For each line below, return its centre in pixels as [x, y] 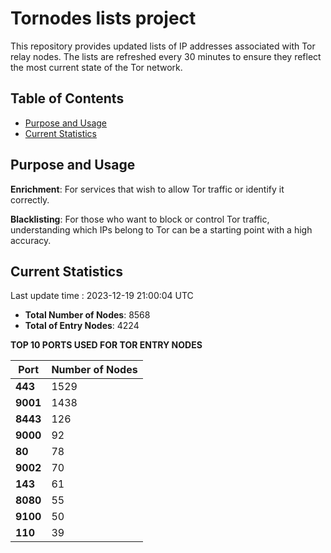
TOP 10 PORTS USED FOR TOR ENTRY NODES [106, 345]
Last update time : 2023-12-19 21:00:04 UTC [102, 296]
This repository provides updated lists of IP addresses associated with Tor [163, 46]
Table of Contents [67, 98]
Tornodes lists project [103, 18]
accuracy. [31, 240]
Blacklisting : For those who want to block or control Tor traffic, [140, 219]
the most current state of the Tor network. [96, 67]
